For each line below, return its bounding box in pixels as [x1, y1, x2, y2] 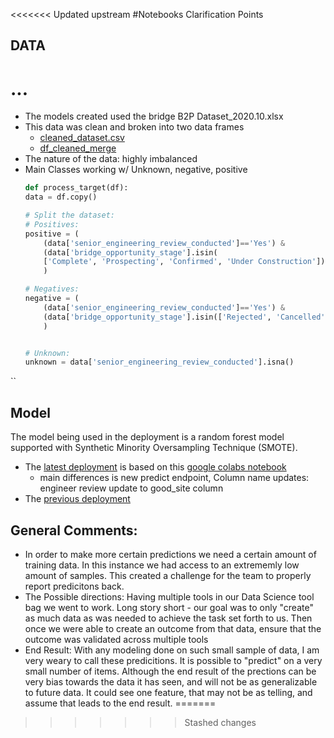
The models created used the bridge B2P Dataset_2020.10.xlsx [24, 110, 284, 123]
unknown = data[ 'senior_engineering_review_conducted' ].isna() [24, 357, 295, 368]
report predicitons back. [24, 580, 125, 592]
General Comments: [10, 522, 138, 539]
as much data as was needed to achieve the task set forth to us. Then [24, 612, 313, 624]
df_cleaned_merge [39, 142, 117, 154]
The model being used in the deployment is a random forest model [10, 431, 285, 443]
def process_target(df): [24, 183, 129, 193]
